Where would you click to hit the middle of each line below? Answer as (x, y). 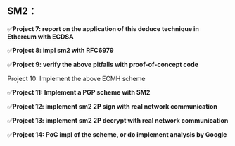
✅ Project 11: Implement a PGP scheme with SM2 (79, 92)
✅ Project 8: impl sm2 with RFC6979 (61, 50)
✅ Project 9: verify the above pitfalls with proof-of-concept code (103, 64)
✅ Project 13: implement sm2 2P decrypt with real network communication (118, 120)
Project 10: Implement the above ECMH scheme (76, 78)
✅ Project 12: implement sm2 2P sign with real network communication (113, 106)
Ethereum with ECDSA (40, 37)
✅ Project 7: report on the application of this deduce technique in (103, 28)
